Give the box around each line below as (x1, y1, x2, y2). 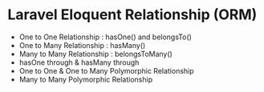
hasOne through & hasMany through (18, 58, 140, 67)
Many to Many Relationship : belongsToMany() (18, 49, 173, 58)
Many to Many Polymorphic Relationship (18, 74, 153, 84)
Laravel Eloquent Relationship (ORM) (7, 6, 258, 24)
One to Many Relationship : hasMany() (18, 40, 146, 50)
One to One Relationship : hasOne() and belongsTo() (18, 32, 192, 42)
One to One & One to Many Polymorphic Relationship (18, 66, 194, 75)
